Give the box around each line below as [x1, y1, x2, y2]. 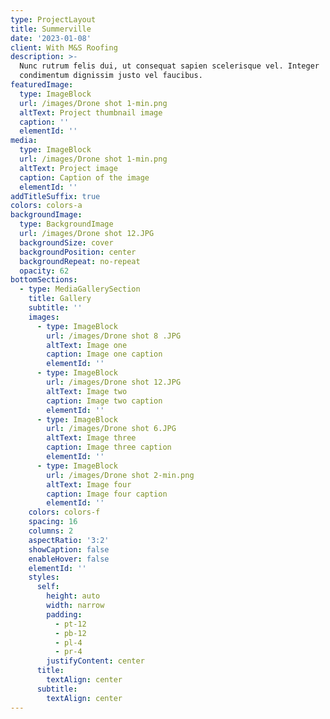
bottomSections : [10, 275, 78, 285]
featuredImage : [10, 80, 74, 90]
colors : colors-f [28, 507, 101, 518]
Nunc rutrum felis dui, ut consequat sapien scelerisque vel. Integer [19, 61, 320, 71]
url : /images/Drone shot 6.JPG [46, 424, 177, 434]
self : [36, 582, 60, 592]
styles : [28, 572, 60, 583]
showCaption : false [28, 544, 110, 555]
